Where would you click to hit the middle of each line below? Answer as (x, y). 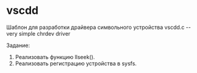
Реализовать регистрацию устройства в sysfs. (76, 63)
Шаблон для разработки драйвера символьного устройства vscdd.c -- (99, 27)
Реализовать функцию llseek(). (55, 57)
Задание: (18, 45)
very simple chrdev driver (39, 33)
